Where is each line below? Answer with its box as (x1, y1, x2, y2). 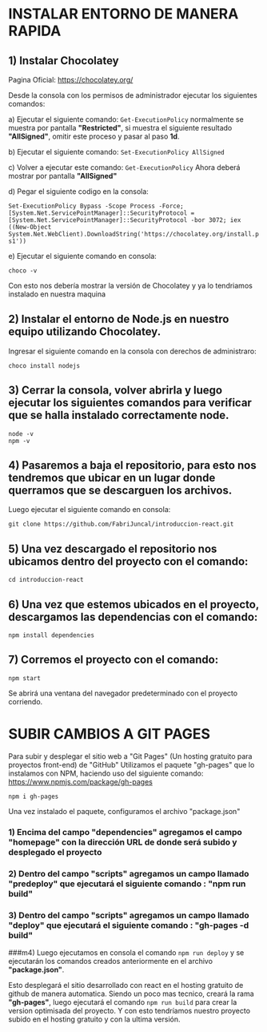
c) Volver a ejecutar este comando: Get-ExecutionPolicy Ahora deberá (8, 163, 241, 172)
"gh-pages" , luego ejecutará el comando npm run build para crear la (8, 997, 237, 1006)
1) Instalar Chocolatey (8, 54, 119, 67)
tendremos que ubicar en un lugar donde (8, 471, 216, 485)
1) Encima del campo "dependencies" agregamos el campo (8, 826, 242, 837)
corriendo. (8, 696, 43, 706)
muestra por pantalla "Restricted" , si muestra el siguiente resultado (8, 123, 233, 132)
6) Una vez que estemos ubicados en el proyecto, (8, 598, 260, 611)
